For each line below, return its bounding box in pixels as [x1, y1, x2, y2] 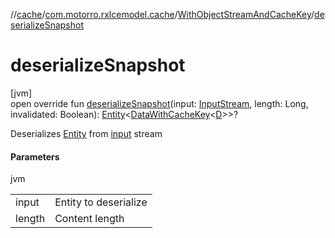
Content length [54, 212, 125, 226]
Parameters [10, 150, 60, 163]
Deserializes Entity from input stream [10, 127, 163, 139]
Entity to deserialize [54, 195, 148, 209]
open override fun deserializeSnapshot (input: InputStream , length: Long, [10, 97, 309, 109]
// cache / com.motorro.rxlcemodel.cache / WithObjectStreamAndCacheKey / [10, 9, 315, 20]
